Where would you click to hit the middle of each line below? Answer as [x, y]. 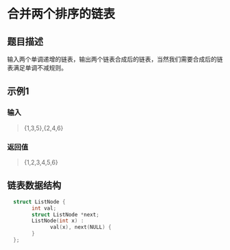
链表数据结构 [34, 186]
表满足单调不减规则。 [37, 68]
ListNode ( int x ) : [58, 221]
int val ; [44, 208]
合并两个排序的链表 [61, 14]
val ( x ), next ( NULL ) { [81, 227]
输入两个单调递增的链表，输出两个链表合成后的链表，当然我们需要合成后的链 [115, 59]
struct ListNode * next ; [65, 214]
